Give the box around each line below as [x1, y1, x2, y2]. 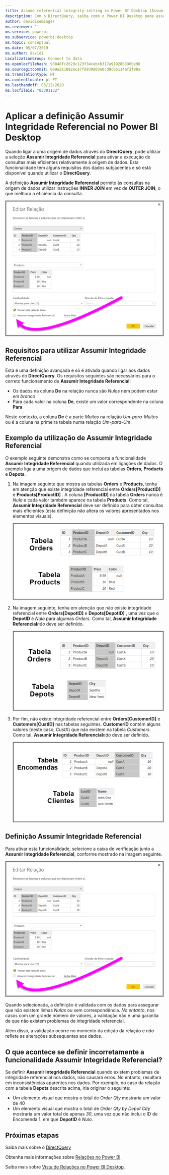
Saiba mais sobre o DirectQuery [5, 1144, 71, 1150]
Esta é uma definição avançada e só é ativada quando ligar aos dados [5, 367, 150, 373]
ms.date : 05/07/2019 [5, 45, 49, 50]
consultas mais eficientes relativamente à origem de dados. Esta [5, 159, 139, 165]
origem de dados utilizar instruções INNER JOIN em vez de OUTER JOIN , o [5, 185, 161, 191]
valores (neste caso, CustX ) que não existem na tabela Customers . [12, 726, 151, 733]
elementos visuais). [12, 513, 53, 519]
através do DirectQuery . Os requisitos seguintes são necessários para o [5, 373, 155, 379]
